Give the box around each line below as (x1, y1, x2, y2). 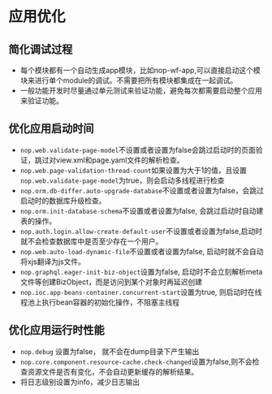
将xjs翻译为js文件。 (19, 257, 85, 266)
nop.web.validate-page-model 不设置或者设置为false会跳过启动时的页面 (19, 145, 256, 154)
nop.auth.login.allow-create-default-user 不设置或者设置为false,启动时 (19, 226, 262, 236)
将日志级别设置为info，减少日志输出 (19, 377, 140, 387)
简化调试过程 (8, 42, 73, 56)
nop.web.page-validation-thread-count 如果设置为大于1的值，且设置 (19, 165, 248, 175)
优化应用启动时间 (8, 122, 94, 136)
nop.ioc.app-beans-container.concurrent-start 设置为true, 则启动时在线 (19, 287, 262, 297)
